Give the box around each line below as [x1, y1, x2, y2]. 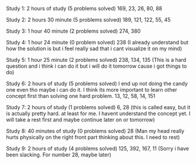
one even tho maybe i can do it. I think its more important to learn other [6, 86, 177, 93]
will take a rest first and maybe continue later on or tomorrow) [6, 116, 155, 123]
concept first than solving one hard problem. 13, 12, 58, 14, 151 [6, 93, 156, 99]
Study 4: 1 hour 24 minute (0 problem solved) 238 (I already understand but [6, 39, 189, 46]
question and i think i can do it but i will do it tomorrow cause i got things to [6, 62, 187, 69]
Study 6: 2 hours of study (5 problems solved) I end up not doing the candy [6, 80, 188, 87]
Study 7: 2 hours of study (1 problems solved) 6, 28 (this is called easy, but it [6, 104, 191, 110]
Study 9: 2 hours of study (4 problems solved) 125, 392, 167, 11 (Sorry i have [6, 145, 189, 152]
